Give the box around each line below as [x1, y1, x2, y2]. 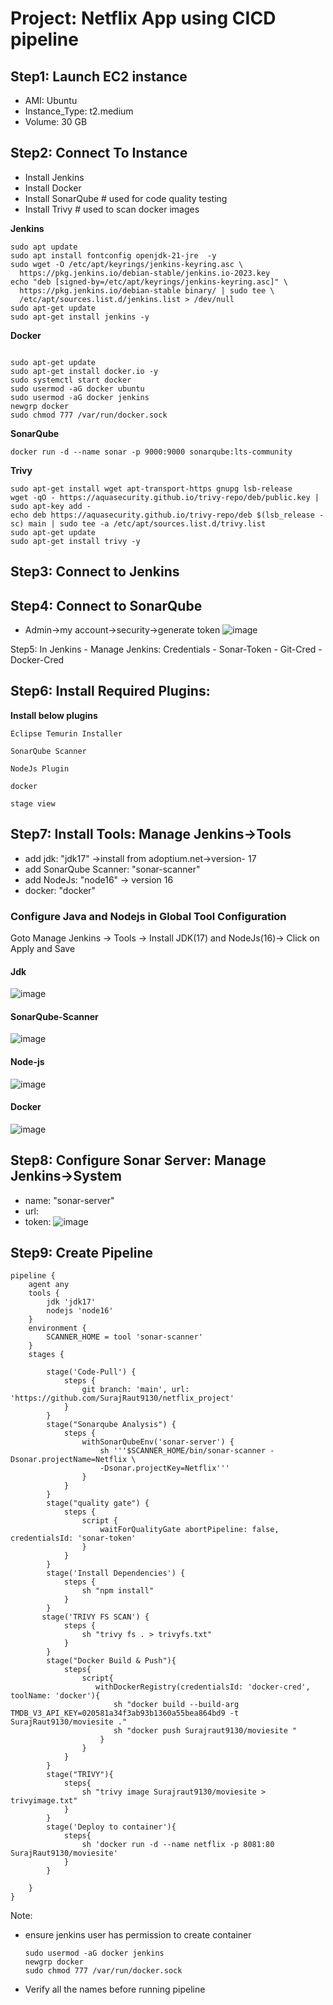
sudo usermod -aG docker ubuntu [10, 383, 145, 394]
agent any [28, 1280, 70, 1290]
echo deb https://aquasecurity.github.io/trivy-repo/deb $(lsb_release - [10, 510, 325, 520]
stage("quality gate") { [46, 1498, 150, 1509]
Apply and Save [10, 942, 76, 954]
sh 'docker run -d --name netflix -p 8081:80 [81, 1840, 275, 1850]
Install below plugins [10, 709, 98, 721]
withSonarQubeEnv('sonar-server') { [81, 1437, 235, 1447]
